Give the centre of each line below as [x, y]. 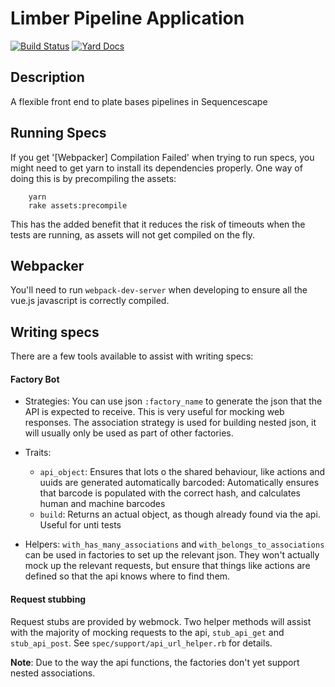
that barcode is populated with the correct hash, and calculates [170, 493]
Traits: [38, 453]
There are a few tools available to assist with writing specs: [132, 356]
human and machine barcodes [102, 504]
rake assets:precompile [78, 205]
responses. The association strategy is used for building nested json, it [170, 423]
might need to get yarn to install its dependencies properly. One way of [156, 168]
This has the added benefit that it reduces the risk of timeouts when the [158, 224]
